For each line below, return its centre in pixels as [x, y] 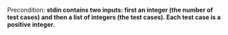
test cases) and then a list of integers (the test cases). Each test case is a [114, 17]
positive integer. [31, 24]
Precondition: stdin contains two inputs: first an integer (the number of [110, 10]
